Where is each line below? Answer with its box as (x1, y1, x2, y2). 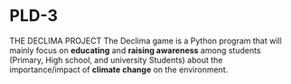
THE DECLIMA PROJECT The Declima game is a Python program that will (9, 35, 282, 46)
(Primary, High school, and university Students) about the (9, 54, 223, 65)
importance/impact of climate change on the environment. (9, 64, 229, 75)
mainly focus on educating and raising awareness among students (9, 44, 261, 55)
